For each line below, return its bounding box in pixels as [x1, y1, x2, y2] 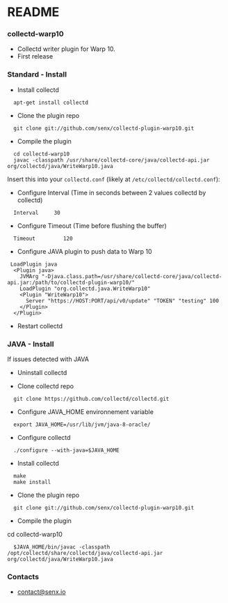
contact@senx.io [17, 588, 66, 596]
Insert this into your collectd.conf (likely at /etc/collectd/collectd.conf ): [7, 175, 220, 183]
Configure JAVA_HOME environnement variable [17, 408, 154, 416]
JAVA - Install [7, 339, 54, 349]
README [7, 4, 60, 20]
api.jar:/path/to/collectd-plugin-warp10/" [7, 279, 136, 286]
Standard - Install [7, 70, 67, 79]
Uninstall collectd [17, 369, 67, 377]
